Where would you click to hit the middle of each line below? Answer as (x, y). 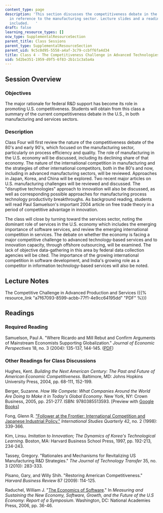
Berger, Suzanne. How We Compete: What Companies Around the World (78, 391)
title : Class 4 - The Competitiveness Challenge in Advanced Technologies (82, 55)
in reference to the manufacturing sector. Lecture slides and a (77, 19)
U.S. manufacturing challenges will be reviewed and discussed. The (73, 184)
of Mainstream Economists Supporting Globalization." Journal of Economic (80, 343)
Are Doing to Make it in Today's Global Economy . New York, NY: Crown (76, 396)
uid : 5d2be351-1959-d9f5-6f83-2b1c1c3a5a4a (50, 59)
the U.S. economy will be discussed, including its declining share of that (77, 158)
